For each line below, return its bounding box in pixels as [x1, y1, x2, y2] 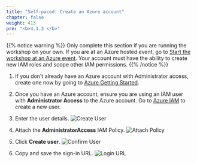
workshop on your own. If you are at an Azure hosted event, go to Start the [6, 49, 191, 56]
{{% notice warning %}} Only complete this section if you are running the [6, 42, 187, 49]
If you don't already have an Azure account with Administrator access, [14, 73, 189, 80]
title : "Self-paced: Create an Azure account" [6, 8, 125, 15]
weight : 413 [6, 20, 36, 26]
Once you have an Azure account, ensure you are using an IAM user [14, 90, 184, 98]
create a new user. [14, 103, 61, 111]
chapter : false [6, 14, 44, 20]
